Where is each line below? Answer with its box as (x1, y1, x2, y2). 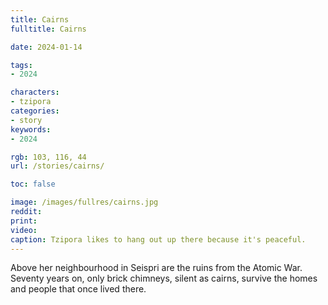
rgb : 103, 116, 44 (10, 152, 87, 162)
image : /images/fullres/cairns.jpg (10, 197, 159, 208)
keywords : (10, 124, 52, 135)
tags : (10, 60, 33, 70)
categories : (10, 106, 60, 116)
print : (10, 216, 38, 226)
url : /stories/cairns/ (10, 161, 105, 171)
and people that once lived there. (10, 283, 147, 295)
